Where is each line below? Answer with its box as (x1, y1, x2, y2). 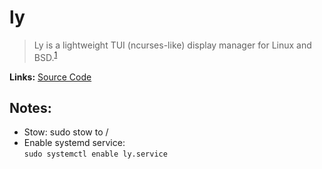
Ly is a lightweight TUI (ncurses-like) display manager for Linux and (33, 39, 312, 51)
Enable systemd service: (23, 137, 126, 149)
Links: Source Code (9, 71, 92, 83)
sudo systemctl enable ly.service (23, 149, 168, 160)
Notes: (9, 99, 52, 116)
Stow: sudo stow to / (23, 126, 109, 138)
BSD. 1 (33, 49, 58, 63)
